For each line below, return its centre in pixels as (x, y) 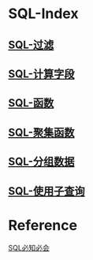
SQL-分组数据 (41, 162)
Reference (43, 225)
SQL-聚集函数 (41, 132)
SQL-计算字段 (41, 74)
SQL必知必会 (29, 248)
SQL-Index (43, 14)
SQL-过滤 (31, 45)
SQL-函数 (31, 103)
